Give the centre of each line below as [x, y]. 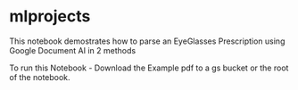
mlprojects [50, 16]
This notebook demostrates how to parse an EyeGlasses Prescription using [147, 41]
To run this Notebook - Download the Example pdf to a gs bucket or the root [149, 68]
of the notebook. [40, 77]
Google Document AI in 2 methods [73, 50]
